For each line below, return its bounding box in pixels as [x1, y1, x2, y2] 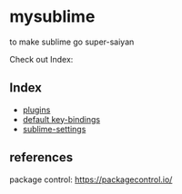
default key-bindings [22, 113, 101, 124]
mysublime [9, 6, 96, 27]
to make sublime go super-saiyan [9, 36, 135, 47]
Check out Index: [9, 53, 74, 64]
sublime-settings [22, 123, 86, 134]
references [9, 150, 74, 165]
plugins [22, 104, 51, 115]
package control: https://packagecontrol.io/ [9, 174, 173, 185]
